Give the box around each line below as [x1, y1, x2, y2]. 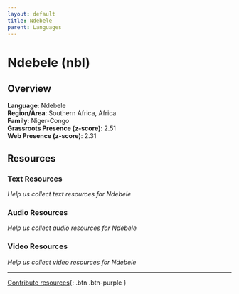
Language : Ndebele [7, 101, 66, 110]
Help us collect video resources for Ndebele [7, 258, 137, 266]
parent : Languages [7, 23, 62, 31]
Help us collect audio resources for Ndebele [7, 224, 137, 232]
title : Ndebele [7, 17, 53, 24]
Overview [7, 83, 52, 95]
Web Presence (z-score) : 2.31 [7, 132, 97, 140]
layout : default [7, 10, 55, 18]
